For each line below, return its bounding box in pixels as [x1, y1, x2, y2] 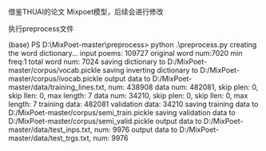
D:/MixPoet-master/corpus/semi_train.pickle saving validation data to [8, 108, 236, 117]
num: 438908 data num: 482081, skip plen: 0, [108, 82, 259, 92]
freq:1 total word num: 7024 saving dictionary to [8, 57, 166, 66]
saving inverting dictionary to [102, 66, 199, 74]
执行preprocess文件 [8, 24, 74, 34]
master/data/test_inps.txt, [8, 125, 93, 134]
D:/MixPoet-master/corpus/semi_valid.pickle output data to [8, 117, 202, 125]
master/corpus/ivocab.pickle [8, 74, 103, 83]
